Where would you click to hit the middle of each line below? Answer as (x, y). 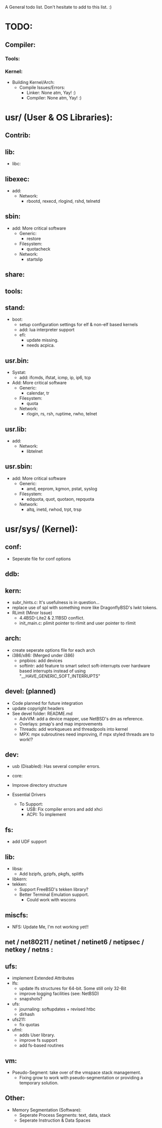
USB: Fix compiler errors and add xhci (65, 809)
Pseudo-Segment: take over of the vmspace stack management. (77, 1072)
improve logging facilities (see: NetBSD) (59, 993)
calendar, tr (38, 393)
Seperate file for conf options (41, 559)
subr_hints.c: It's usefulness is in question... (56, 603)
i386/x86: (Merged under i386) (43, 655)
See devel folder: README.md (42, 713)
